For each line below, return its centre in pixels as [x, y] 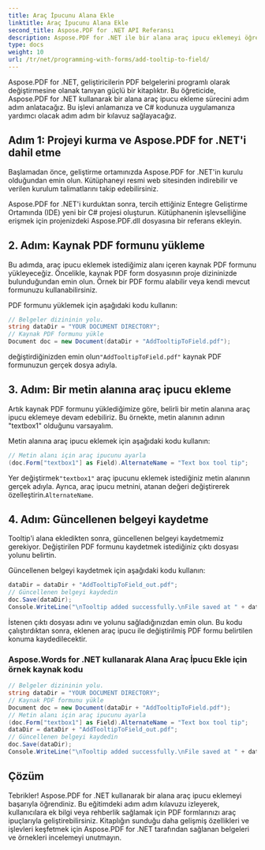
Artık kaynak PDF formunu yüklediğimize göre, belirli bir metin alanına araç [129, 408]
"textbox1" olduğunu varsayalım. [61, 425]
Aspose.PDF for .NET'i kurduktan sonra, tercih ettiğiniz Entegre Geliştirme [128, 204]
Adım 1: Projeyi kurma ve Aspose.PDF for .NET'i [127, 140]
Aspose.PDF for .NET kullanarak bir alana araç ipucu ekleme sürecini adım [129, 99]
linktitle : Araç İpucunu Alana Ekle [68, 23]
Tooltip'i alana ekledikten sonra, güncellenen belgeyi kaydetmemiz [116, 539]
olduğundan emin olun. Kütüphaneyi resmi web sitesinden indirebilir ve [123, 180]
